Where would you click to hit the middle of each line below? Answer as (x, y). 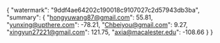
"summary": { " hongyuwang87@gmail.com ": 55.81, (80, 17)
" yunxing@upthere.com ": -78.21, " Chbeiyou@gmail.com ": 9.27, (97, 25)
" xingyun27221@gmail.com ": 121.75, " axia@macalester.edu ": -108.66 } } (110, 32)
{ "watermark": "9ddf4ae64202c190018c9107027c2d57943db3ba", (103, 10)
